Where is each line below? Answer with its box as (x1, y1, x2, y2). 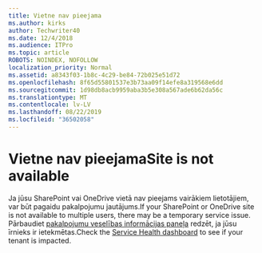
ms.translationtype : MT (8, 93, 88, 101)
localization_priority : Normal (8, 64, 113, 72)
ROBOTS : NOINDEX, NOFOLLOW (8, 57, 98, 65)
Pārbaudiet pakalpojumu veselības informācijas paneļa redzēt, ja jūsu (8, 219, 237, 228)
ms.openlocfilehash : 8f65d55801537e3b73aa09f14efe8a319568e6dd (8, 78, 224, 86)
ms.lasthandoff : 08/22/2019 (8, 109, 102, 117)
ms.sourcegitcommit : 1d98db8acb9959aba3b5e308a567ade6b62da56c (8, 85, 224, 94)
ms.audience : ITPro (8, 42, 73, 49)
